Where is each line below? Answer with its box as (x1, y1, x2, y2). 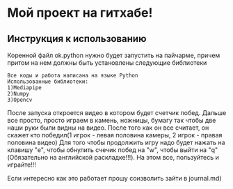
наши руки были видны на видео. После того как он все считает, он (7, 123, 209, 132)
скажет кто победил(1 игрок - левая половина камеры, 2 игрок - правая (7, 131, 223, 139)
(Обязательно (7, 153, 49, 161)
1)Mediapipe (7, 84, 42, 91)
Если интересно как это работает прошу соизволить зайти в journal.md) (7, 174, 222, 182)
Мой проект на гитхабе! (7, 5, 153, 21)
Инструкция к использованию (7, 33, 147, 45)
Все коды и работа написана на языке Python (7, 72, 138, 79)
